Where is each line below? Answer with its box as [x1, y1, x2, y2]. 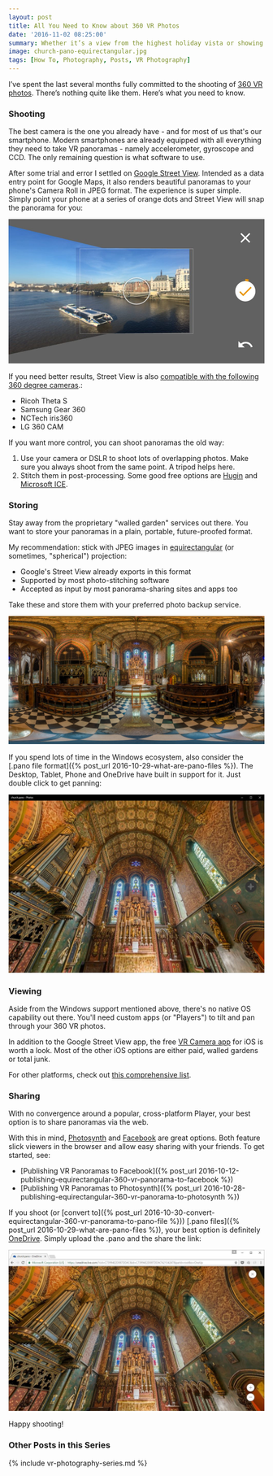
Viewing [8, 985, 42, 996]
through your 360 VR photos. [8, 1021, 106, 1031]
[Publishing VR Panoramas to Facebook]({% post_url [19, 1166, 197, 1176]
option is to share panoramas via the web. [8, 1117, 149, 1127]
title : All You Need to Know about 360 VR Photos [8, 21, 180, 30]
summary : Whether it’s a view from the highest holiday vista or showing [8, 39, 264, 47]
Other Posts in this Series [8, 1439, 111, 1451]
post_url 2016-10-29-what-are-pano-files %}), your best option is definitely [8, 1225, 261, 1235]
